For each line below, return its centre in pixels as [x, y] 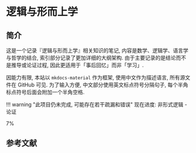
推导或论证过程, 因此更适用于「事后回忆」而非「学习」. [78, 65]
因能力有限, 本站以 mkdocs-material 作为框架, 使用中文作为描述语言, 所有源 [96, 77]
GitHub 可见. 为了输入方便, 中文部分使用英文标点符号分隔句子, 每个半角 [103, 85]
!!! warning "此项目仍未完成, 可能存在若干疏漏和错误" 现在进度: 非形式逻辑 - [97, 105]
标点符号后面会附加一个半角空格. [45, 92]
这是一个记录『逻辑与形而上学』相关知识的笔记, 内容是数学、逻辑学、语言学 [97, 51]
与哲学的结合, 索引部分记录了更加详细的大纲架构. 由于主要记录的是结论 [91, 58]
